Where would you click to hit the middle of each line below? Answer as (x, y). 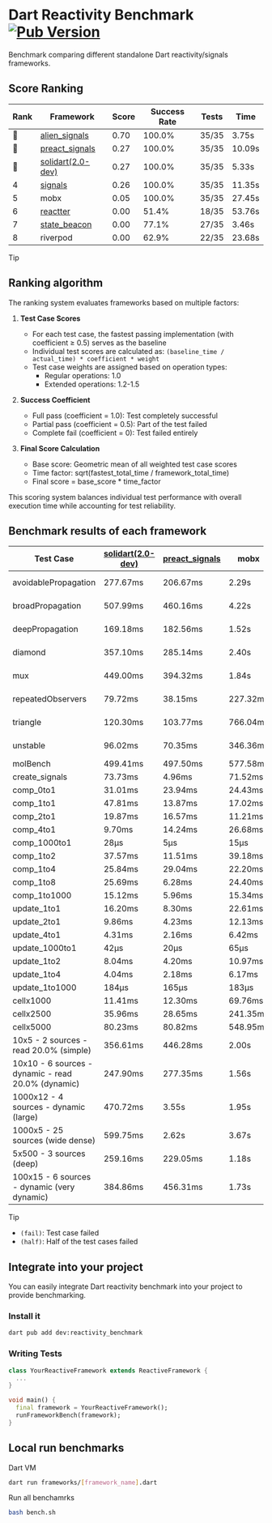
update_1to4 (37, 975)
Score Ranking (46, 89)
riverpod (56, 237)
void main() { (32, 1400)
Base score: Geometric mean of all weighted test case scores (134, 464)
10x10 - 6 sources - (53, 1064)
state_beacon (66, 224)
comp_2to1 (34, 817)
